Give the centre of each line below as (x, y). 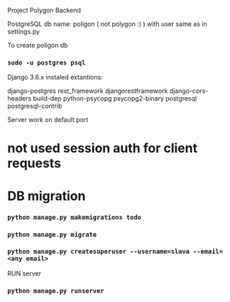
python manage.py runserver (56, 291)
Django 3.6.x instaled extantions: (55, 77)
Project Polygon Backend (44, 10)
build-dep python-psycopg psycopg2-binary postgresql (115, 99)
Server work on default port (48, 120)
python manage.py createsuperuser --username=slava (99, 252)
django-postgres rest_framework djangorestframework (88, 91)
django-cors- (189, 91)
